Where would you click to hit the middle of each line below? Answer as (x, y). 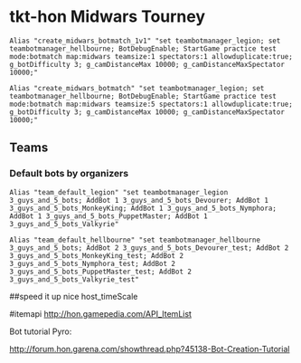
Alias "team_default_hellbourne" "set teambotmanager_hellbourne (135, 240)
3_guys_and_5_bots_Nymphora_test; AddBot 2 (93, 263)
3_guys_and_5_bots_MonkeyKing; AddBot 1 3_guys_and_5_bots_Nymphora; (143, 208)
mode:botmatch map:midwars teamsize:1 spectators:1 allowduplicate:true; (151, 56)
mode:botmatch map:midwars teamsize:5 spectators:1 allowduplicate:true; (151, 104)
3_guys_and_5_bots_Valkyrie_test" (75, 279)
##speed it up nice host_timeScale (74, 296)
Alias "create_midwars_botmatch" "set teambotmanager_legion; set (137, 88)
